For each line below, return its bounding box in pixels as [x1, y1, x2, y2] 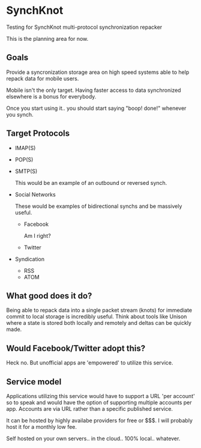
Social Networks [14, 190, 56, 198]
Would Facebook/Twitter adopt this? [6, 343, 146, 353]
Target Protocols [6, 129, 70, 139]
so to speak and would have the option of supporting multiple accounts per [6, 399, 192, 406]
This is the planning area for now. [6, 35, 89, 42]
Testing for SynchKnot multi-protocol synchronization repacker [6, 23, 163, 31]
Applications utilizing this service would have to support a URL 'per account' [6, 393, 195, 399]
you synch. [6, 110, 34, 118]
